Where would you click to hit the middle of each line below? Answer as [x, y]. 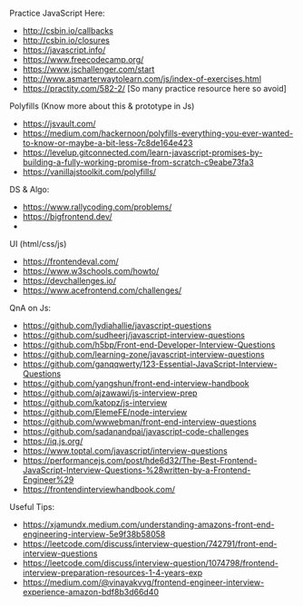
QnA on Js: [30, 308]
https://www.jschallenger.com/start [88, 69]
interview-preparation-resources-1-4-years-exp [112, 572]
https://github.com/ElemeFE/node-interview [105, 412]
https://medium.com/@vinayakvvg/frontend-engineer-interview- [143, 582]
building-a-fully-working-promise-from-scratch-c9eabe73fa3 [138, 162]
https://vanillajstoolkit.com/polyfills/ [89, 172]
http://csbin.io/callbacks [68, 30]
